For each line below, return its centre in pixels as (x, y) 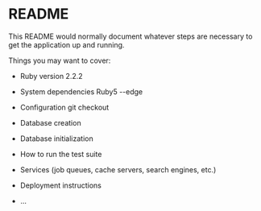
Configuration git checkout (64, 107)
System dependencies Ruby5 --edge (81, 91)
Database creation (51, 122)
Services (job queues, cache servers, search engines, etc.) (118, 169)
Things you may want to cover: (60, 60)
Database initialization (57, 139)
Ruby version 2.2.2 (51, 76)
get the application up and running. (66, 44)
